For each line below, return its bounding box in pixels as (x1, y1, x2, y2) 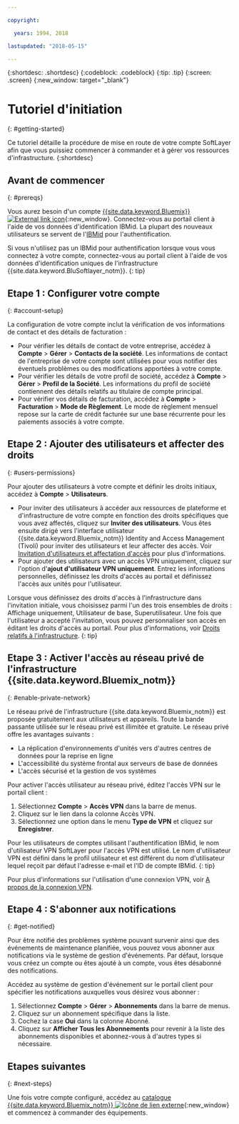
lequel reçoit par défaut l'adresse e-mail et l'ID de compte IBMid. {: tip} (7, 861, 215, 870)
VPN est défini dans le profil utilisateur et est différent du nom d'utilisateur (7, 853, 225, 862)
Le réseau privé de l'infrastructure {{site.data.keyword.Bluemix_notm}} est (7, 707, 226, 715)
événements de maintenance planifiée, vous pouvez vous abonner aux (7, 944, 215, 953)
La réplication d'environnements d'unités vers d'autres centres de (17, 744, 212, 752)
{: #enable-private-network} (7, 693, 91, 702)
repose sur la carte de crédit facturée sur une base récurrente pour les (17, 409, 226, 418)
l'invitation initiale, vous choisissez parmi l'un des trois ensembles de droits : (7, 601, 232, 610)
